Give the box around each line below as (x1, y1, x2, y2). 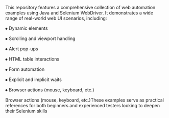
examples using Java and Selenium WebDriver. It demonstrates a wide (5, 10, 154, 16)
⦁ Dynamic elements (5, 25, 48, 31)
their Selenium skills (5, 108, 47, 114)
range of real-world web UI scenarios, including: (5, 15, 107, 21)
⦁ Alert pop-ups (5, 46, 38, 52)
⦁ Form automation (5, 66, 45, 72)
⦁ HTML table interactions (5, 56, 60, 62)
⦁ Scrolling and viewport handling (5, 35, 76, 42)
